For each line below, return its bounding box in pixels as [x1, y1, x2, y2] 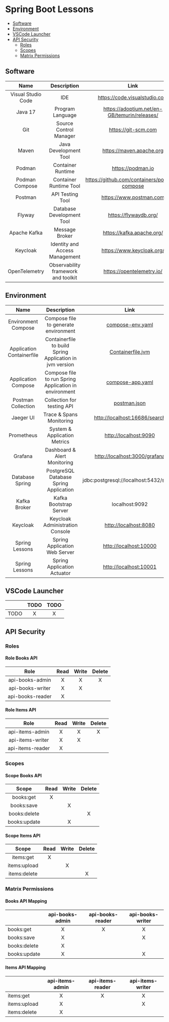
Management [49, 253, 80, 260]
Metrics [51, 438, 69, 445]
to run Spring [45, 375, 76, 382]
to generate [47, 321, 74, 328]
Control [56, 126, 74, 133]
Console [50, 527, 70, 535]
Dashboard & [45, 446, 76, 453]
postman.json [114, 399, 146, 407]
